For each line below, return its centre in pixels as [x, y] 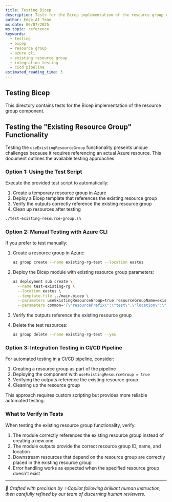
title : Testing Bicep [28, 10]
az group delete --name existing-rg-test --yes [64, 334]
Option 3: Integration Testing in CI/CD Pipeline [64, 348]
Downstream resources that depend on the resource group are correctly [89, 457]
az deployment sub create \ [42, 281]
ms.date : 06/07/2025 [27, 24]
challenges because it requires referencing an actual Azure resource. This [83, 153]
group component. [25, 110]
